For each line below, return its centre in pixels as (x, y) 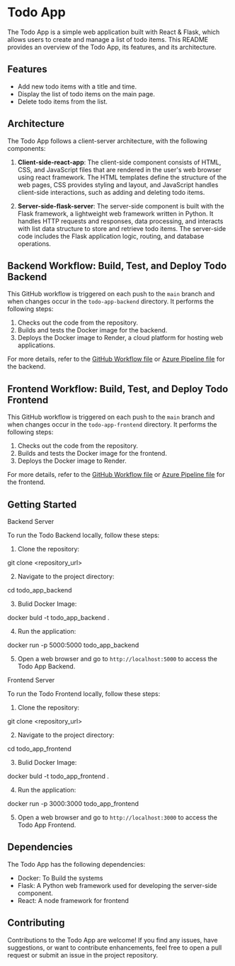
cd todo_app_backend (40, 590)
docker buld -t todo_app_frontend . (58, 776)
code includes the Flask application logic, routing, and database (111, 236)
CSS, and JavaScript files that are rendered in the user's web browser (119, 169)
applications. (36, 345)
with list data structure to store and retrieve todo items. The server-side (122, 228)
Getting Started (42, 504)
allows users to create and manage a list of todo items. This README (108, 39)
